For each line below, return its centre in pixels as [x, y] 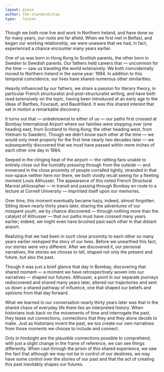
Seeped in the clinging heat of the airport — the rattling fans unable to [76, 160]
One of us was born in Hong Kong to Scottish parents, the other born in [77, 58]
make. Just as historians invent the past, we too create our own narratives [80, 323]
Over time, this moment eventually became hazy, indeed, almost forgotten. [80, 201]
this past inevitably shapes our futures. [44, 364]
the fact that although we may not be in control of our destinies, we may [78, 354]
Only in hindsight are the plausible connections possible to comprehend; [78, 338]
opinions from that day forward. [37, 293]
